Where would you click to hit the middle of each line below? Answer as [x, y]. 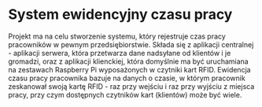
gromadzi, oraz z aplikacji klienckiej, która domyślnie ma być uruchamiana [129, 61]
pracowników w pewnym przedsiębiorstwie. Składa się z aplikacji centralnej [131, 44]
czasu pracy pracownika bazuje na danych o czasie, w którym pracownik [127, 78]
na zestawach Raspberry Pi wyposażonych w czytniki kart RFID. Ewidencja [129, 69]
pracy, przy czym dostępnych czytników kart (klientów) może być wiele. [125, 94]
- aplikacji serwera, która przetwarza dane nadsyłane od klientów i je [120, 53]
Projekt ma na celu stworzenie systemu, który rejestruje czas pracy [117, 36]
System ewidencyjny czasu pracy [120, 15]
